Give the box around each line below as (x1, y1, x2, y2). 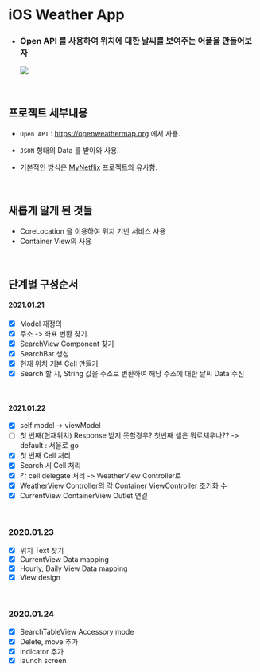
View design (19, 572, 61, 583)
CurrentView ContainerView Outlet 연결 (19, 490, 149, 500)
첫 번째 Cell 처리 (19, 450, 72, 460)
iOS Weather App (8, 6, 125, 24)
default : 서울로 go (19, 441, 80, 450)
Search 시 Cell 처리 (19, 461, 81, 470)
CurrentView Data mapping (19, 555, 109, 564)
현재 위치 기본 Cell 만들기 (19, 359, 99, 368)
